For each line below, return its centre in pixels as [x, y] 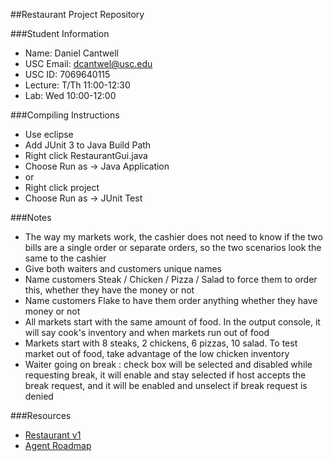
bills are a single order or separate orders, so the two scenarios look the [173, 247]
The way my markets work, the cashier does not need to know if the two [173, 237]
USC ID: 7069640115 [67, 74]
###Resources [41, 415]
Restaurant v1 [53, 435]
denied [39, 396]
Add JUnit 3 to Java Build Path [88, 145]
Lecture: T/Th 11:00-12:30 [77, 85]
